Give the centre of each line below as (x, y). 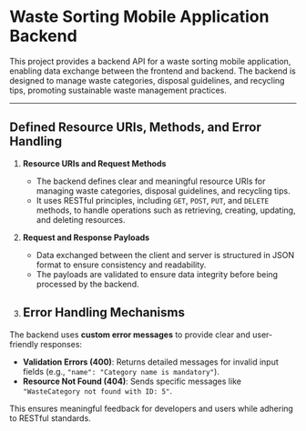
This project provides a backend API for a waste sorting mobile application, (150, 61)
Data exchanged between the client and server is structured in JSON (165, 255)
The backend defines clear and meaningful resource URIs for (151, 181)
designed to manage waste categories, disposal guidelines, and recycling (147, 80)
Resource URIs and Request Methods (94, 163)
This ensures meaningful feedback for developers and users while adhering (152, 408)
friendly (24, 344)
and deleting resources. (81, 219)
